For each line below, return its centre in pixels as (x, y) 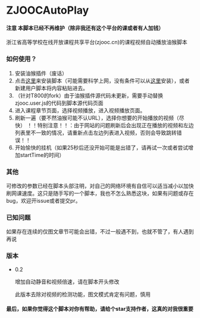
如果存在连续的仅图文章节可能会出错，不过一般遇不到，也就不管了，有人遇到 (100, 232)
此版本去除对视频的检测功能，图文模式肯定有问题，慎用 (82, 294)
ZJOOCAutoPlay (48, 10)
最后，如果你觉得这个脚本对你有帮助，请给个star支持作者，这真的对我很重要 (100, 309)
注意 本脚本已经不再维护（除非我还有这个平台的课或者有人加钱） (85, 28)
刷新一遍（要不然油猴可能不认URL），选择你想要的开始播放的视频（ (97, 118)
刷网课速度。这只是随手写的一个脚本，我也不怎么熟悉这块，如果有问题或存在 (100, 193)
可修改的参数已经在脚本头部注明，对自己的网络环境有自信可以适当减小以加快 (100, 185)
